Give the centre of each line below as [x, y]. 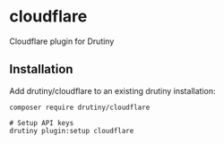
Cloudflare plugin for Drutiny [62, 41]
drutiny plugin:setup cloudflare [72, 131]
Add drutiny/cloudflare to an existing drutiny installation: [112, 90]
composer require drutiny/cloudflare [80, 107]
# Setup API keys [42, 123]
